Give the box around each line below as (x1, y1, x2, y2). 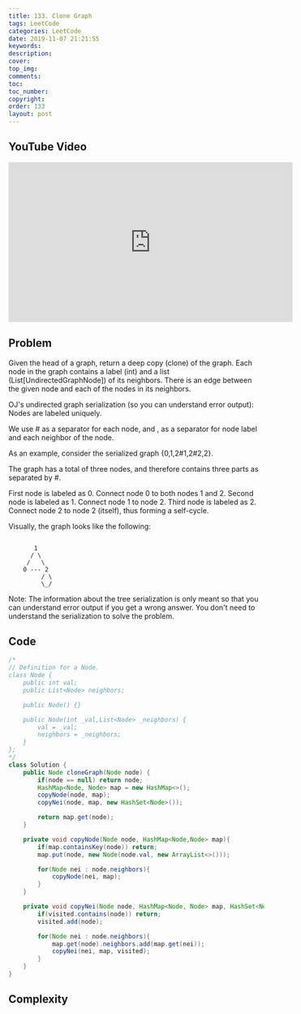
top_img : (8, 65, 38, 73)
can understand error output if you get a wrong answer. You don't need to (8, 602, 256, 612)
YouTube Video (8, 140, 88, 154)
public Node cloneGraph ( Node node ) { (23, 768, 151, 776)
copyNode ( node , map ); (37, 791, 111, 800)
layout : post (8, 110, 53, 119)
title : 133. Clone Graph (8, 11, 92, 20)
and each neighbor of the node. (8, 432, 114, 442)
